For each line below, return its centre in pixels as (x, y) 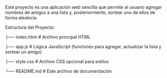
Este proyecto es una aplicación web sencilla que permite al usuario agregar (83, 7)
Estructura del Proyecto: (30, 27)
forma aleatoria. (21, 18)
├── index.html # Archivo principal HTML (48, 37)
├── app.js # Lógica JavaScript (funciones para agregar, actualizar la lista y (83, 46)
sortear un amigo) (24, 52)
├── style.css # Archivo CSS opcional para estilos (57, 61)
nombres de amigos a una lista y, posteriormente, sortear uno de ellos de (80, 12)
